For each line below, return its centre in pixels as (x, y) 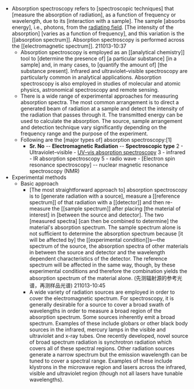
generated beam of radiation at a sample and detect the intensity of (102, 109)
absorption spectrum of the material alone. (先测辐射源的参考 (103, 278)
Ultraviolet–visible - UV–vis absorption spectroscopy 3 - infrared (107, 152)
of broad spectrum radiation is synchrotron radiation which (101, 342)
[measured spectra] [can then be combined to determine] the (103, 221)
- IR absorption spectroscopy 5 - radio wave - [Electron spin (102, 159)
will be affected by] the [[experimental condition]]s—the (97, 240)
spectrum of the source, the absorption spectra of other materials (109, 246)
